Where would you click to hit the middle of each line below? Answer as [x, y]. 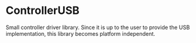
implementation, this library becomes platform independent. [80, 33]
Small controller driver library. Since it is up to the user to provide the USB [98, 27]
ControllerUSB [43, 11]
